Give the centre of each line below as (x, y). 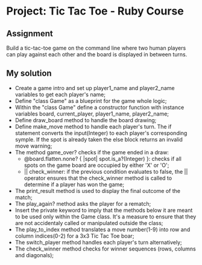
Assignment (30, 34)
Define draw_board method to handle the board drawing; (86, 120)
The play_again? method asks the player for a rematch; (83, 203)
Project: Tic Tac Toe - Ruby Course (95, 11)
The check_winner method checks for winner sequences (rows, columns (105, 249)
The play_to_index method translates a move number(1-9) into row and (103, 229)
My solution (29, 74)
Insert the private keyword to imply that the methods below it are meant (104, 210)
